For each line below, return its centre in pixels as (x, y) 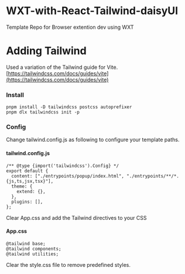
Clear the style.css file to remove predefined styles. (68, 265)
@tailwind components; (34, 249)
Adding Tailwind (46, 51)
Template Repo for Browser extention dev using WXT (70, 27)
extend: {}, (31, 191)
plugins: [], (27, 202)
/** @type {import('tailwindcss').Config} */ (62, 166)
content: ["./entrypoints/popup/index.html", (68, 176)
